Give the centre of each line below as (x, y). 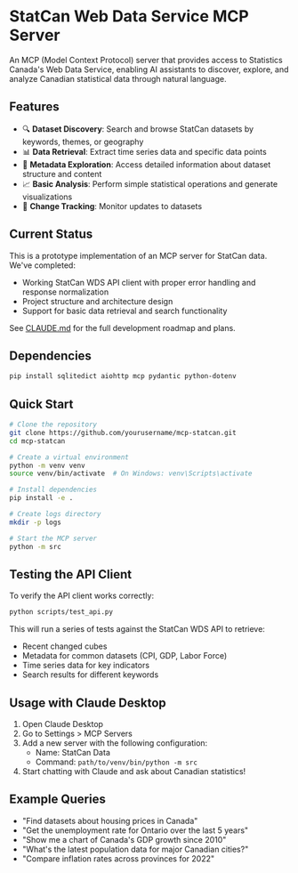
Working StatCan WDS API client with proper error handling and (139, 282)
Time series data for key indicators (85, 666)
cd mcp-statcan (37, 441)
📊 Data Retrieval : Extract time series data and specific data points (144, 151)
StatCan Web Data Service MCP (129, 16)
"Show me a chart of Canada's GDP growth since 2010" (124, 839)
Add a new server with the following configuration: (115, 743)
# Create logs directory (55, 514)
